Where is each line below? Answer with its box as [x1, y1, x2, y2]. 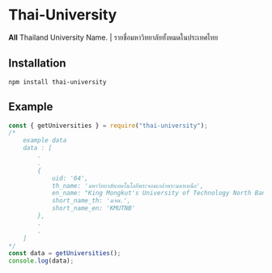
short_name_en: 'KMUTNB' [51, 204, 136, 212]
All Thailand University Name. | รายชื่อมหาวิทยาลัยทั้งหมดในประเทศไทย [8, 32, 219, 42]
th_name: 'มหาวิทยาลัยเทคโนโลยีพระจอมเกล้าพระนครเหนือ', [51, 181, 204, 190]
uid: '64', [51, 174, 89, 182]
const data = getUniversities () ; [8, 250, 121, 258]
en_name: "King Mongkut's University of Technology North [51, 189, 252, 198]
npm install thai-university [8, 78, 107, 86]
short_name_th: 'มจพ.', [51, 197, 131, 205]
